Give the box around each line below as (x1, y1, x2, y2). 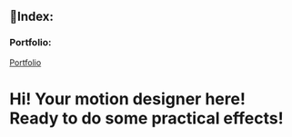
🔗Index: (9, 9, 55, 24)
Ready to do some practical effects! (9, 108, 284, 128)
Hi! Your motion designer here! (9, 88, 246, 109)
